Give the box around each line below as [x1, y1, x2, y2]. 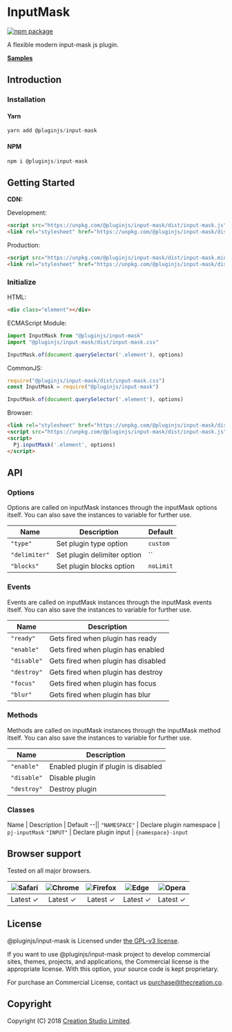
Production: [7, 240, 40, 249]
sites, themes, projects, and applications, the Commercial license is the [7, 957, 209, 966]
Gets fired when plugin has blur [49, 690, 151, 700]
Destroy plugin [49, 784, 97, 794]
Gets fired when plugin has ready [49, 633, 157, 643]
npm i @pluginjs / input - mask [7, 157, 88, 165]
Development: [7, 208, 47, 217]
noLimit [148, 562, 174, 570]
